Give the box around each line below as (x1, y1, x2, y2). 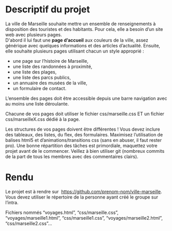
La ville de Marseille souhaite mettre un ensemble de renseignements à (5, 21, 156, 27)
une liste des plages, (12, 68, 57, 75)
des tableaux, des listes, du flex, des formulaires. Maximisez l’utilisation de (5, 131, 163, 137)
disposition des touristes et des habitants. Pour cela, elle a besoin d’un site (5, 26, 163, 32)
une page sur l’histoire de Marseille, (12, 58, 89, 64)
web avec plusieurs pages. (5, 31, 63, 38)
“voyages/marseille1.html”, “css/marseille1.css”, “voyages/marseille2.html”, (5, 215, 163, 221)
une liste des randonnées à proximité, (12, 63, 92, 69)
